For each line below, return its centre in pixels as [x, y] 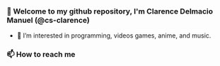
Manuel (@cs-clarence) [48, 20]
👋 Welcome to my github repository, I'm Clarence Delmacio [110, 11]
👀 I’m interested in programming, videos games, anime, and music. [114, 35]
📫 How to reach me [41, 55]
